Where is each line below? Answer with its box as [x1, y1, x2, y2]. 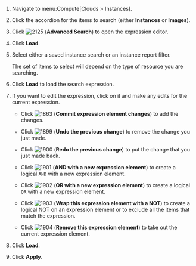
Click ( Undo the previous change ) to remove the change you [20, 128, 191, 135]
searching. [11, 69, 38, 76]
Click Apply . [11, 253, 43, 260]
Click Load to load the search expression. [11, 81, 114, 88]
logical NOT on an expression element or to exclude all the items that [20, 206, 190, 213]
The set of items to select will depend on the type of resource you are [11, 63, 183, 70]
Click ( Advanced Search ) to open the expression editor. [11, 28, 169, 35]
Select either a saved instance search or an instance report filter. [11, 51, 171, 58]
